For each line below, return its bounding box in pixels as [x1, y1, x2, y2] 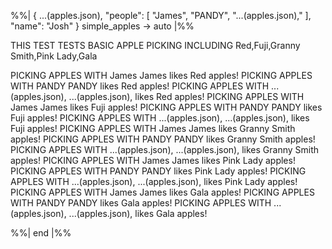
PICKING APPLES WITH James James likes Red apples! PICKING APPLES [10, 70, 313, 81]
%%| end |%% [10, 227, 72, 239]
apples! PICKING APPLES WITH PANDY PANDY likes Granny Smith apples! [10, 133, 316, 145]
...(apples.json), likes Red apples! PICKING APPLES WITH [68, 91, 305, 102]
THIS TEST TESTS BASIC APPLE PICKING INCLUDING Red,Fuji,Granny [10, 40, 301, 51]
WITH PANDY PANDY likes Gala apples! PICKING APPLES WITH [10, 197, 272, 209]
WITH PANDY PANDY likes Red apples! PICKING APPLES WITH [10, 80, 270, 92]
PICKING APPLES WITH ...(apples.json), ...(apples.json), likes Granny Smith [10, 144, 320, 155]
